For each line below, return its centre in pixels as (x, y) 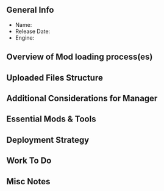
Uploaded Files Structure (55, 78)
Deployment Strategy (48, 140)
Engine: (25, 38)
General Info (30, 10)
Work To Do (29, 161)
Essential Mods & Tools (51, 119)
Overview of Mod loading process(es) (80, 57)
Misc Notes (28, 182)
